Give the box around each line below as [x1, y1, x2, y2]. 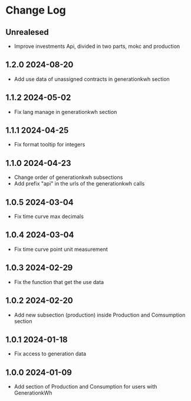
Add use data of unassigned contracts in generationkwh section [14, 75, 170, 83]
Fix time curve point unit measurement [14, 246, 108, 253]
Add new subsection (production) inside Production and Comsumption [14, 311, 186, 318]
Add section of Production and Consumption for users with [14, 383, 157, 390]
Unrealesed [5, 27, 50, 37]
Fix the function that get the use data [14, 278, 104, 285]
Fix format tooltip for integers [14, 141, 85, 148]
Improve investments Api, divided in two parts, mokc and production [14, 43, 180, 50]
